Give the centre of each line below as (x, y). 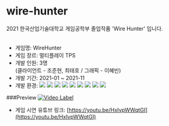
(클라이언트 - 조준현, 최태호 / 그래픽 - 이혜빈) (68, 70)
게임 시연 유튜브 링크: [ (42, 110)
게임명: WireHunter (38, 48)
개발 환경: (26, 85)
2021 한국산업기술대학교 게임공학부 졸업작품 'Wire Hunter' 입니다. (85, 28)
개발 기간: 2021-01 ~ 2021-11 (50, 78)
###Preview (22, 97)
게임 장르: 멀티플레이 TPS (45, 55)
